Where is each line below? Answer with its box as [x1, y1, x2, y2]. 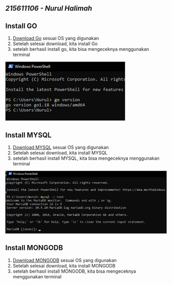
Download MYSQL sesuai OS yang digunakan [12, 144, 109, 150]
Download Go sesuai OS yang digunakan [12, 35, 99, 42]
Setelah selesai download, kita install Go [12, 41, 98, 47]
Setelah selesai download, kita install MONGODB [12, 262, 116, 269]
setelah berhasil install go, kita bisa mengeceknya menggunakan [12, 46, 149, 52]
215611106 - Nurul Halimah [5, 4, 92, 13]
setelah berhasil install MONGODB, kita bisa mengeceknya [12, 268, 137, 274]
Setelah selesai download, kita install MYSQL [12, 150, 108, 156]
